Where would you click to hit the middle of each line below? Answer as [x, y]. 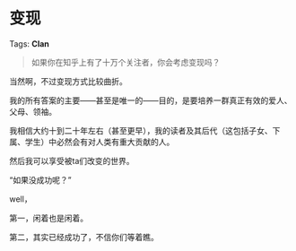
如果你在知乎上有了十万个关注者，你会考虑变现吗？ [126, 62]
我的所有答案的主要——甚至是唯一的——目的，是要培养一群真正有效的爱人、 [151, 100]
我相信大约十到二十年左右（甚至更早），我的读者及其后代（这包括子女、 [141, 130]
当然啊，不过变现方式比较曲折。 [68, 81]
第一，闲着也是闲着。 [48, 218]
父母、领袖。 [33, 111]
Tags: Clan [29, 43]
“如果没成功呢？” [40, 179]
